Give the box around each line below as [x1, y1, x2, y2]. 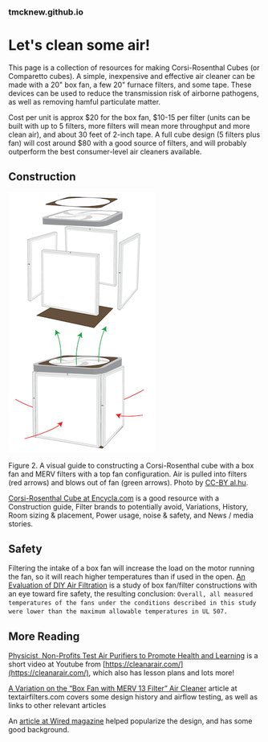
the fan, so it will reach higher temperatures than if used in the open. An [8, 572, 246, 582]
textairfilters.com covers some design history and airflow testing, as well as [8, 692, 258, 702]
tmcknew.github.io [8, 6, 84, 18]
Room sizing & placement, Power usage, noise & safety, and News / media [8, 510, 254, 520]
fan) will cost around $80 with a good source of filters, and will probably [8, 138, 247, 147]
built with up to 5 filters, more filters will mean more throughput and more [8, 121, 250, 130]
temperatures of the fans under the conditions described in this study [8, 599, 257, 608]
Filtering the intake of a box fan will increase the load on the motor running [8, 563, 255, 573]
